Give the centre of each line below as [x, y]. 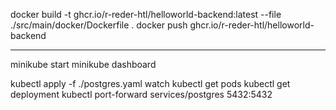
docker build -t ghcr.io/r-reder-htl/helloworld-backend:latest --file [146, 14]
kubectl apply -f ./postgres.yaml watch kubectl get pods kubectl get [150, 83]
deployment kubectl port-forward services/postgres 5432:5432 [141, 94]
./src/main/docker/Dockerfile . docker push [99, 25]
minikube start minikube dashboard [83, 64]
